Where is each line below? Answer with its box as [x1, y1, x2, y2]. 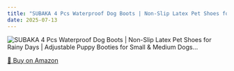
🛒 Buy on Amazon [7, 56, 58, 64]
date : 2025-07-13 [7, 17, 58, 23]
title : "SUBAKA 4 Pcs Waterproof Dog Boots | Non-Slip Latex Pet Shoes [7, 10, 219, 17]
